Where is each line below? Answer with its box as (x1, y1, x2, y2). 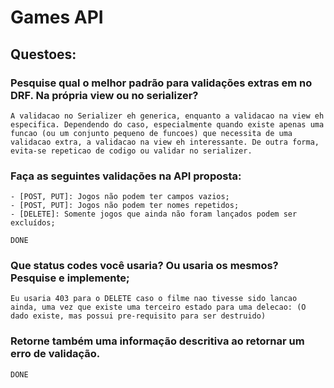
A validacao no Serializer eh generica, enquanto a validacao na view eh (10, 111, 325, 121)
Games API (10, 6, 104, 29)
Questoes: (10, 46, 77, 63)
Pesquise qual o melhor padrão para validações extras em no (10, 76, 313, 90)
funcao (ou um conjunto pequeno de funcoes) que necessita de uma (10, 128, 293, 138)
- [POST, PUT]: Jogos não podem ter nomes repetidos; (10, 201, 240, 211)
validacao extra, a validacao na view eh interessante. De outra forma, (10, 137, 320, 147)
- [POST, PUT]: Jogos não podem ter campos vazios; (10, 192, 230, 202)
